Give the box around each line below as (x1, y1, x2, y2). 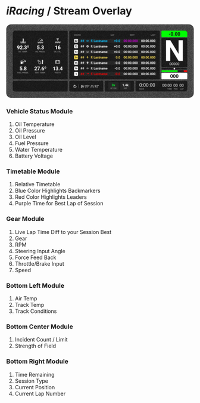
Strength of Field (14, 342, 57, 350)
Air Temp (14, 295, 37, 302)
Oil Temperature (14, 121, 55, 128)
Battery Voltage (14, 152, 54, 159)
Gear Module (6, 215, 45, 223)
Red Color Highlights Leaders (14, 193, 87, 201)
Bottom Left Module (6, 281, 65, 290)
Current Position (14, 383, 55, 390)
